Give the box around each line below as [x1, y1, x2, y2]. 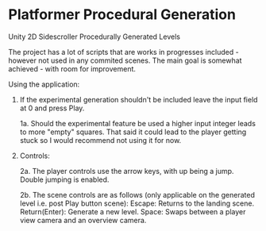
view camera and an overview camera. [19, 215, 147, 225]
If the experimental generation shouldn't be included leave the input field [19, 94, 258, 104]
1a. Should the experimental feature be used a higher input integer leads [19, 118, 256, 128]
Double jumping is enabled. [19, 175, 110, 184]
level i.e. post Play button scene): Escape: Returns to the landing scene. [19, 198, 255, 208]
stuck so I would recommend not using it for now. [19, 135, 182, 144]
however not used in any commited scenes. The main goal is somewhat [8, 56, 242, 65]
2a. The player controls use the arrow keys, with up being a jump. [19, 166, 234, 175]
